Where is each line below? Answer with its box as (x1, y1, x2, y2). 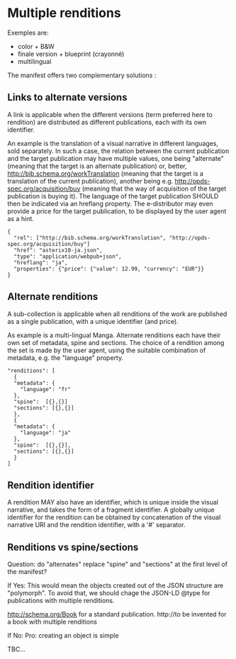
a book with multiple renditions (7, 618, 98, 626)
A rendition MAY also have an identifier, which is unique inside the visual (7, 498, 218, 507)
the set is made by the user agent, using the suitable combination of (7, 346, 206, 354)
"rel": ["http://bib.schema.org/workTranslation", (13, 234, 167, 242)
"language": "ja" (20, 429, 72, 436)
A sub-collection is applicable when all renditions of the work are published (7, 310, 227, 318)
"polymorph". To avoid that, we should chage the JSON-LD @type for (7, 589, 210, 597)
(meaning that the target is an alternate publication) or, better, (7, 162, 188, 170)
